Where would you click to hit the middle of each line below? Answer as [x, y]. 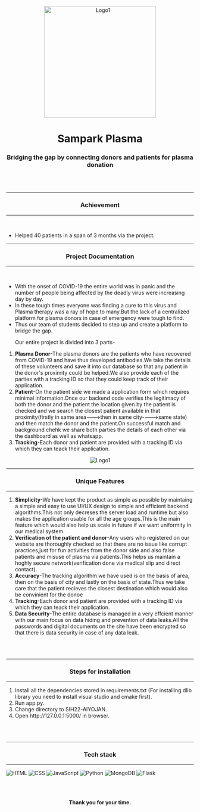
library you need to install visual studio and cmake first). [83, 696]
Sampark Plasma [100, 139]
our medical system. [40, 531]
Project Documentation [100, 256]
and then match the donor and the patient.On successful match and [98, 424]
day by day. [29, 299]
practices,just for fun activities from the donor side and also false [95, 550]
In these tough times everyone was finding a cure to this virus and [96, 306]
